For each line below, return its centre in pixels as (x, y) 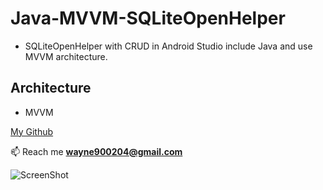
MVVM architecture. (66, 56)
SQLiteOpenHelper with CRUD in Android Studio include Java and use (168, 46)
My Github (32, 131)
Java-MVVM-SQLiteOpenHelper (148, 18)
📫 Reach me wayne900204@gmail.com (96, 151)
